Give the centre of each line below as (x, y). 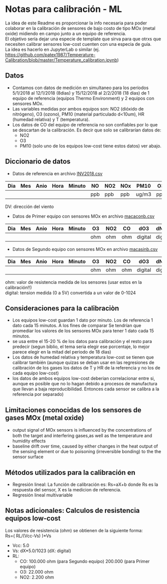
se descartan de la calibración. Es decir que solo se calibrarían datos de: (87, 130)
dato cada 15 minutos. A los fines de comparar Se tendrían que (77, 326)
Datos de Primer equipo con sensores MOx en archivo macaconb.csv (83, 216)
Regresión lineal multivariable (42, 495)
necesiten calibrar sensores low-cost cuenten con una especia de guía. (78, 44)
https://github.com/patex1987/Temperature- (50, 55)
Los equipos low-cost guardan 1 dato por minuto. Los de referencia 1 (83, 320)
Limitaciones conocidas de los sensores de (73, 410)
